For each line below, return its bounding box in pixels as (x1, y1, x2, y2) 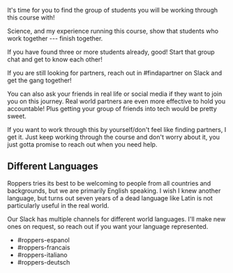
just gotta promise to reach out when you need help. (7, 140, 158, 149)
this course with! (7, 13, 55, 22)
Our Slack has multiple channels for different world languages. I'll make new (7, 214, 226, 223)
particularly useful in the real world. (7, 201, 110, 209)
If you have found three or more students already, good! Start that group (7, 48, 215, 56)
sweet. (7, 112, 27, 120)
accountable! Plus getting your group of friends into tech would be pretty (7, 105, 218, 112)
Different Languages (7, 161, 99, 172)
